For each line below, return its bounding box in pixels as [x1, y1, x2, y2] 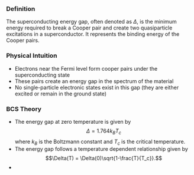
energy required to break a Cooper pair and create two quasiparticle [6, 24, 173, 31]
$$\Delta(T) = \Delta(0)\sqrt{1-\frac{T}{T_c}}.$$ [45, 155, 163, 162]
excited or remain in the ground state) [14, 90, 107, 97]
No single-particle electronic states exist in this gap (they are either [14, 84, 179, 91]
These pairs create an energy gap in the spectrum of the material [14, 77, 174, 84]
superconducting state [14, 71, 70, 78]
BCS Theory [6, 105, 42, 113]
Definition [6, 5, 35, 13]
